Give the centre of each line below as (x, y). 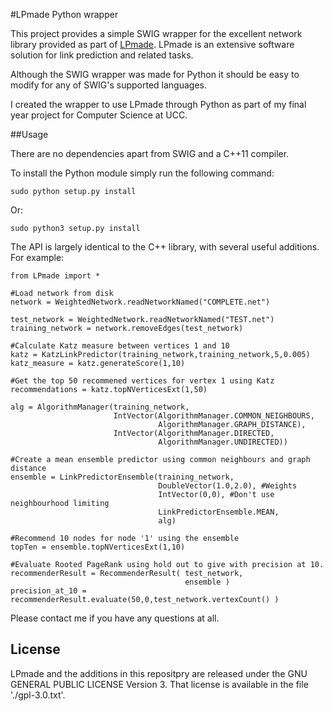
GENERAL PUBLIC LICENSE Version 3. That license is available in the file (159, 684)
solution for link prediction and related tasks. (102, 55)
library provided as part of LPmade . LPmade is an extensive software (152, 44)
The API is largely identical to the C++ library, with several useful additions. (165, 247)
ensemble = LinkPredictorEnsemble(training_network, (122, 477)
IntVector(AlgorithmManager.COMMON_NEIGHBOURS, (214, 416)
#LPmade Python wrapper (64, 14)
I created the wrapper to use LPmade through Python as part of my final (158, 104)
